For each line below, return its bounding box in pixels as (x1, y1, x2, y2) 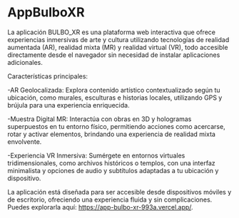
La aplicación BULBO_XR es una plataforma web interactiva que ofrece (7, 28, 216, 36)
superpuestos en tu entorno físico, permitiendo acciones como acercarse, (7, 122, 226, 130)
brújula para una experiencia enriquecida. (7, 100, 130, 109)
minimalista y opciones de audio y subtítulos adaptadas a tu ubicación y (7, 166, 219, 175)
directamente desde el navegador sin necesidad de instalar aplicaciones (7, 51, 220, 59)
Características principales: (7, 72, 88, 81)
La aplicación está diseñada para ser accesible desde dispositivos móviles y (7, 187, 232, 196)
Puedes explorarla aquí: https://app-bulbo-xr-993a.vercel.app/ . (7, 202, 194, 211)
